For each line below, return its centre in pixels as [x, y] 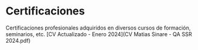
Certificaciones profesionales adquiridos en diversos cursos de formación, [98, 28]
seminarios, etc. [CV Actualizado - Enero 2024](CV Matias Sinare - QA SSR [99, 34]
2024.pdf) [18, 40]
